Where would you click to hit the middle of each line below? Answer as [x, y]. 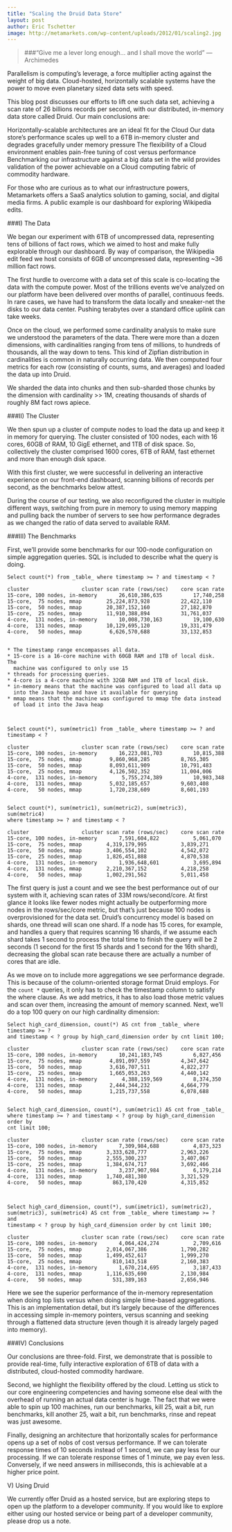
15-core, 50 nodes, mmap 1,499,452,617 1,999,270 [108, 1256]
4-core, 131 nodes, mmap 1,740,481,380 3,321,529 [108, 1177]
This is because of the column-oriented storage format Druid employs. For [113, 983]
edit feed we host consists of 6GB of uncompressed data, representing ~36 [115, 259]
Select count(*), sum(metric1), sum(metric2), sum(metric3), [97, 808]
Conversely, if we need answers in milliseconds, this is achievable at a [107, 1465]
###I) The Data [29, 224]
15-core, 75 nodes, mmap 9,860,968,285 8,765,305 [108, 760]
